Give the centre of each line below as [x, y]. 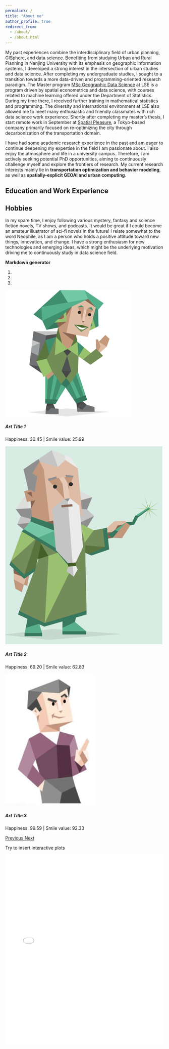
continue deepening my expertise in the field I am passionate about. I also [82, 148]
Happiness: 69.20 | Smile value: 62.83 [45, 667]
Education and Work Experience [57, 191]
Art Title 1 [16, 426]
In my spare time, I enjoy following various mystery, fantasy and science [80, 221]
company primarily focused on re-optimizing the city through [69, 128]
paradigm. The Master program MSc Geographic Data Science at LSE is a [81, 85]
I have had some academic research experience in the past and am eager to [84, 143]
